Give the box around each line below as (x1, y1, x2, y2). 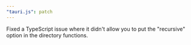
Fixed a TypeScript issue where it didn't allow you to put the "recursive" (6, 25, 186, 32)
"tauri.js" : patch (6, 8, 53, 15)
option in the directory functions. (6, 31, 89, 39)
